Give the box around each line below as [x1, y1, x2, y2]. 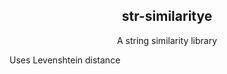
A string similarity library [116, 34, 218, 46]
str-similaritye [121, 8, 213, 25]
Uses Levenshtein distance [9, 54, 121, 66]
